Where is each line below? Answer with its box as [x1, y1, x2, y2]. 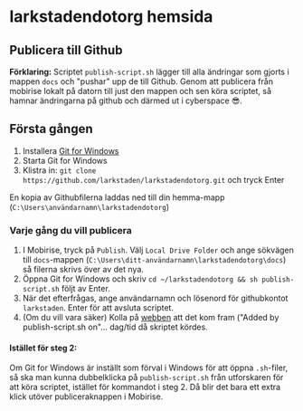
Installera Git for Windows [22, 145, 119, 156]
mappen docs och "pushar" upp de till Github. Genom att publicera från [9, 76, 274, 87]
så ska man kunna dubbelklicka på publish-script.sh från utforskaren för [9, 372, 284, 383]
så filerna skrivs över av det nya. [22, 264, 145, 275]
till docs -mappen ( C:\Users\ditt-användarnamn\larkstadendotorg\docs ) [22, 254, 287, 265]
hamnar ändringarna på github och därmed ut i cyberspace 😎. [9, 95, 242, 106]
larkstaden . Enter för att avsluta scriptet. [22, 302, 175, 313]
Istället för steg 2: [9, 342, 78, 353]
